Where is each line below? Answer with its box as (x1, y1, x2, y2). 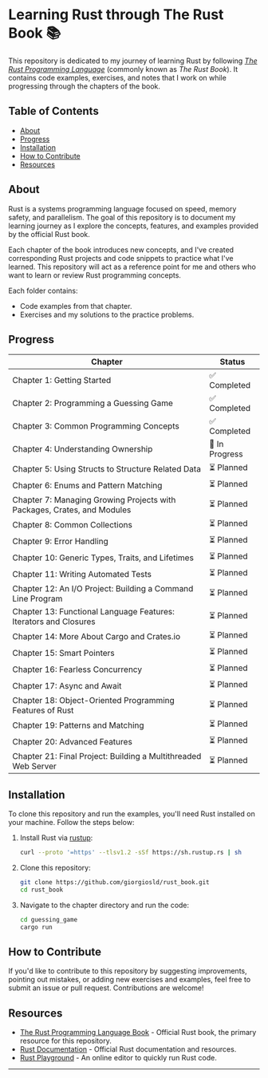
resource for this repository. (19, 1036, 112, 1046)
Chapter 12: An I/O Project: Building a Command (12, 583, 194, 594)
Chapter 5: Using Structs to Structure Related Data (12, 463, 202, 474)
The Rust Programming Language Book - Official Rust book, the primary (19, 1028, 257, 1037)
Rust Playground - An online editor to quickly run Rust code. (19, 1053, 217, 1063)
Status (219, 357, 246, 368)
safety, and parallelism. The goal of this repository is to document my (8, 212, 236, 222)
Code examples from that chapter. (19, 301, 132, 310)
